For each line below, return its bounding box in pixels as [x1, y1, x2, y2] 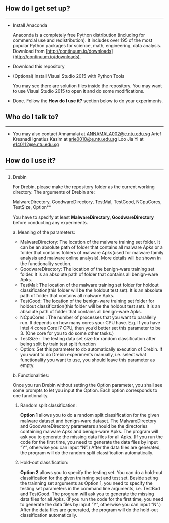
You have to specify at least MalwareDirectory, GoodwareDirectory [12, 214, 154, 220]
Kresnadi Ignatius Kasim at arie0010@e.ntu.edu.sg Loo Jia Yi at [12, 136, 144, 142]
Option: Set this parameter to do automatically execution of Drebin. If [20, 346, 163, 352]
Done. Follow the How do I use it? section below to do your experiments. [12, 98, 163, 104]
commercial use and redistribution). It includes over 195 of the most [12, 37, 153, 43]
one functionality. [12, 393, 49, 399]
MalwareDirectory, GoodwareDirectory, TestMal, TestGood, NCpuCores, [12, 199, 162, 205]
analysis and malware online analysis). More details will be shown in [20, 255, 161, 261]
